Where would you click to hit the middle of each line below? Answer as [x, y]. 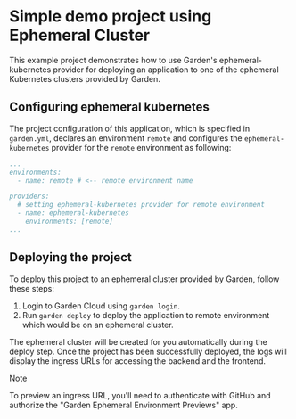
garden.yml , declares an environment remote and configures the [126, 138]
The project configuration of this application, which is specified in [130, 128]
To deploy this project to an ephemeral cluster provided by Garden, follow [144, 279]
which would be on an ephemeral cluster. [98, 325]
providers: [29, 197]
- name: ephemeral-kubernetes [73, 213]
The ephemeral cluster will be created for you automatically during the [138, 341]
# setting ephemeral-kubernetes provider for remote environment [141, 205]
